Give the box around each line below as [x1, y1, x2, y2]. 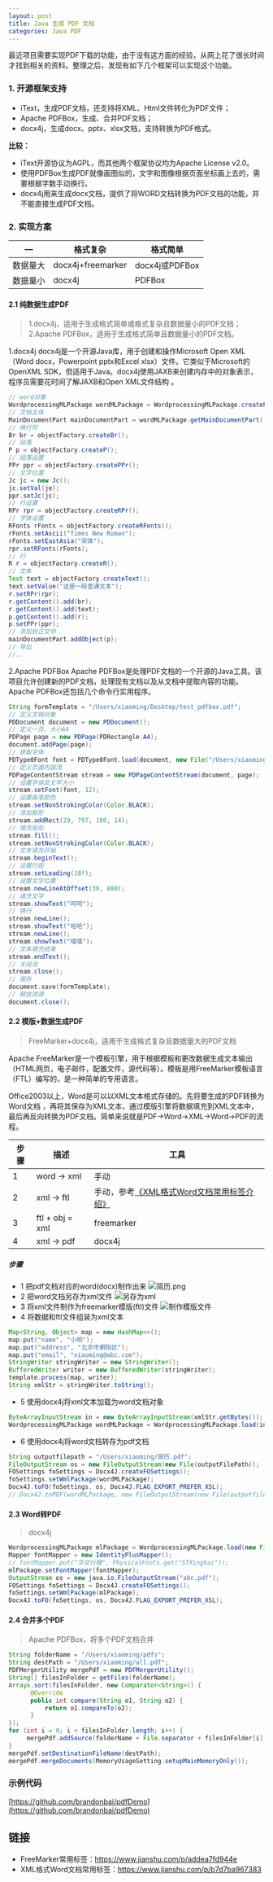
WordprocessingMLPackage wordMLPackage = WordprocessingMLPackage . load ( [8, 1420, 260, 1429]
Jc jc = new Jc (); [8, 476, 71, 484]
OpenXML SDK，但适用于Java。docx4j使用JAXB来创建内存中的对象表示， [8, 367, 258, 377]
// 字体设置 [8, 514, 45, 523]
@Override [29, 1688, 63, 1697]
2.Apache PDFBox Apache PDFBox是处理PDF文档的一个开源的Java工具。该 [8, 666, 262, 676]
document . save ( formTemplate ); [8, 983, 111, 991]
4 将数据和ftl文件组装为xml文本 [19, 1311, 124, 1321]
